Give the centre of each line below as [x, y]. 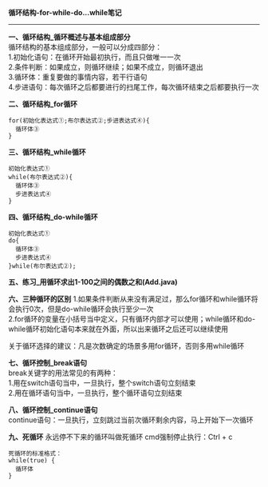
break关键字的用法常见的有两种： [63, 373]
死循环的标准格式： [35, 453]
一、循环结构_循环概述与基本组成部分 [69, 37]
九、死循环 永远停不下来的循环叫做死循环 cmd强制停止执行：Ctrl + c [120, 437]
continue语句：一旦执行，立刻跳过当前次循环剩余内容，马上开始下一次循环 [131, 420]
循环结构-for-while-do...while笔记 [65, 12]
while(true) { [32, 461]
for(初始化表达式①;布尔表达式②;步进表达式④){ [79, 121]
